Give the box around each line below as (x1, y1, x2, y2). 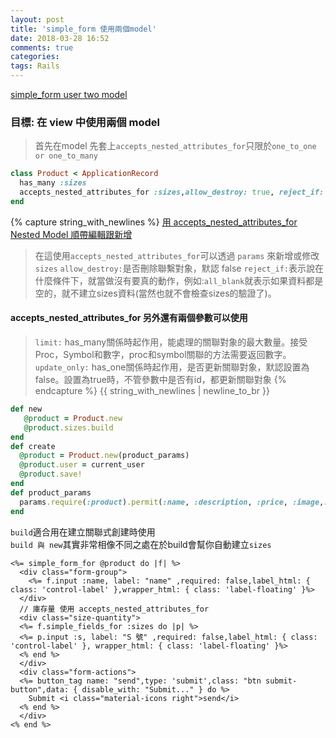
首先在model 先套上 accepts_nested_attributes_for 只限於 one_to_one (34, 140, 317, 152)
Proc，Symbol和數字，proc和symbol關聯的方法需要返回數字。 (34, 349, 292, 360)
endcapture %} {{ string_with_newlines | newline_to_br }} (34, 385, 270, 396)
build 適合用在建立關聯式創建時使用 (10, 526, 156, 538)
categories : (10, 52, 60, 62)
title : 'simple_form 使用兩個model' (10, 24, 157, 34)
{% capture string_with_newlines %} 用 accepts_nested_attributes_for (10, 216, 298, 228)
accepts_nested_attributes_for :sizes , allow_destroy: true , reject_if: (19, 187, 325, 198)
